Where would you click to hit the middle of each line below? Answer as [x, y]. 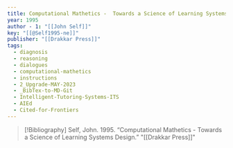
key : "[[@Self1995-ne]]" [43, 33]
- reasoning [31, 59]
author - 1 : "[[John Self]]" [49, 26]
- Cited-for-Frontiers [46, 110]
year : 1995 [23, 20]
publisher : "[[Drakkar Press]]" [54, 39]
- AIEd [23, 104]
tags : [15, 46]
